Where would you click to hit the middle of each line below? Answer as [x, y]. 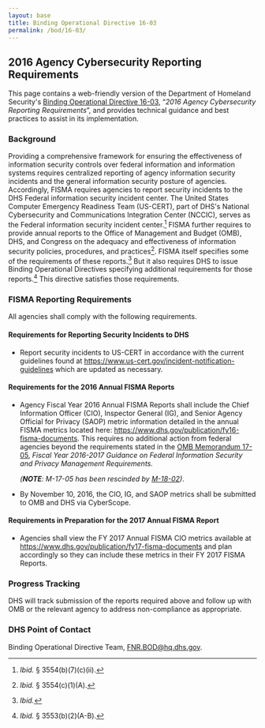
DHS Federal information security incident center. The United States [118, 198]
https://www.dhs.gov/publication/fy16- [177, 430]
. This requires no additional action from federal [155, 438]
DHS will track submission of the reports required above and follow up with [130, 601]
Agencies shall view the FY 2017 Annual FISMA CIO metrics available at [135, 538]
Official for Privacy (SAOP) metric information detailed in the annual [129, 421]
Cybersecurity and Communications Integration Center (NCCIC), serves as [129, 215]
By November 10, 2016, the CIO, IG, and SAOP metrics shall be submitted [138, 493]
